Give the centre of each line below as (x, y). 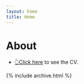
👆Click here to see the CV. (46, 62)
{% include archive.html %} (39, 76)
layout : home (22, 11)
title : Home (20, 17)
